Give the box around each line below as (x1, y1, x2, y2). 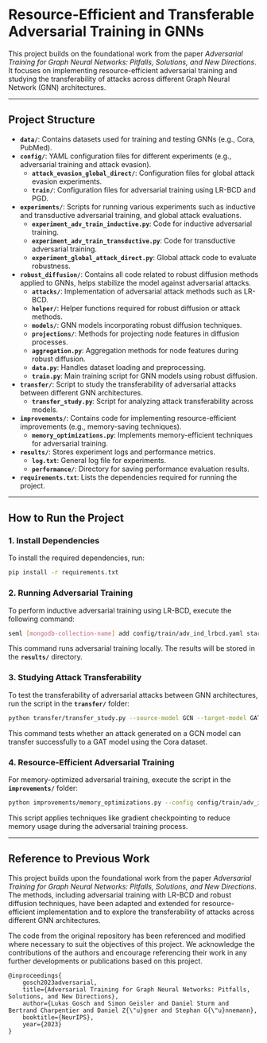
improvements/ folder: (8, 783, 78, 792)
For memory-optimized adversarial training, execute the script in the (8, 774, 231, 784)
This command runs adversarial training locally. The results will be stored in (8, 644, 256, 653)
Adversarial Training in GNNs (8, 22, 204, 41)
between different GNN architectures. (19, 387, 143, 397)
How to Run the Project (8, 512, 125, 525)
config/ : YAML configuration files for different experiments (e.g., (19, 151, 232, 161)
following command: (8, 614, 75, 624)
